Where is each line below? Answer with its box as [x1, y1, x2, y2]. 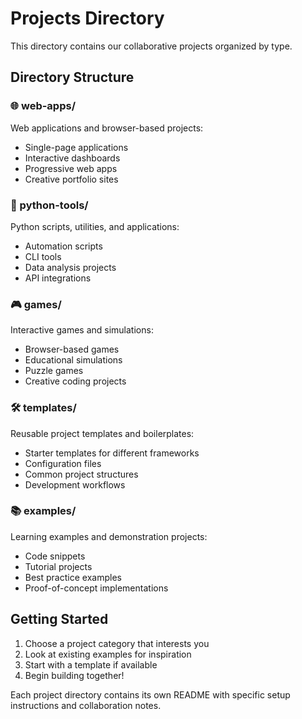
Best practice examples [24, 571, 122, 583]
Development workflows [24, 478, 126, 491]
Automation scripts [24, 240, 103, 252]
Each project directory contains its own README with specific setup [10, 688, 291, 701]
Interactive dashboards [24, 152, 121, 164]
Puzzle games [24, 365, 84, 377]
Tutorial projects [24, 560, 93, 572]
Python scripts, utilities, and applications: [10, 220, 180, 232]
